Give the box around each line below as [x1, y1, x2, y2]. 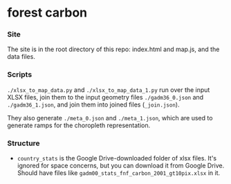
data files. [7, 53, 36, 61]
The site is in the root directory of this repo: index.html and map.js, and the [7, 45, 220, 53]
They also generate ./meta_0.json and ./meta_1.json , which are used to [7, 113, 213, 122]
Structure [7, 138, 40, 148]
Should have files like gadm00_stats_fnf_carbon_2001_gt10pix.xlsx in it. [17, 169, 221, 177]
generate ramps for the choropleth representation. [7, 121, 151, 129]
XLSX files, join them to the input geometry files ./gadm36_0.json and [7, 93, 204, 101]
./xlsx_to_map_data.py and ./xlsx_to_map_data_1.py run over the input [7, 85, 210, 94]
